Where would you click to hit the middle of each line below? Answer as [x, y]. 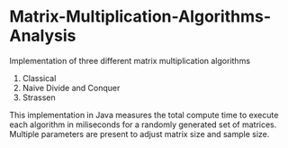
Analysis [43, 36]
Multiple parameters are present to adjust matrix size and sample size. [139, 134]
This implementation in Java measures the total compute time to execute [144, 115]
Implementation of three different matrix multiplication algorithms [130, 60]
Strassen [39, 97]
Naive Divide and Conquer [71, 88]
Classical [39, 78]
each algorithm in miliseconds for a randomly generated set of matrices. [143, 125]
